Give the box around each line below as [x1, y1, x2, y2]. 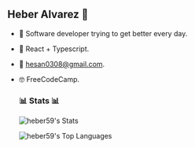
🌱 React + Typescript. [18, 44, 90, 54]
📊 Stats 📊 [18, 95, 60, 106]
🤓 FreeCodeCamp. [18, 74, 80, 83]
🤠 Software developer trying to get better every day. [18, 28, 188, 38]
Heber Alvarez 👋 [7, 8, 89, 21]
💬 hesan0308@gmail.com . [18, 59, 105, 68]
